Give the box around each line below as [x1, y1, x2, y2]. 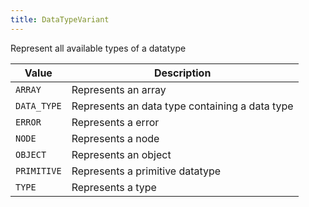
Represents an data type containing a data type [71, 99, 294, 113]
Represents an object [71, 147, 172, 161]
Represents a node [71, 131, 160, 145]
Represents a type [71, 180, 157, 194]
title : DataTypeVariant [10, 14, 110, 25]
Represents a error [71, 115, 160, 129]
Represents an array [71, 82, 167, 96]
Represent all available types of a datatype [10, 42, 187, 54]
